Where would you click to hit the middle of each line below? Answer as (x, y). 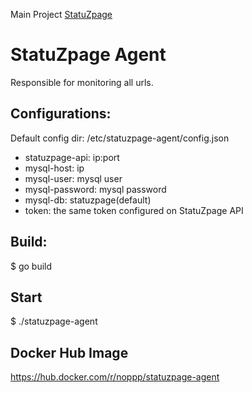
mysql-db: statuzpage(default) (88, 200)
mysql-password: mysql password (95, 189)
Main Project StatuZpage (61, 14)
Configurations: (61, 114)
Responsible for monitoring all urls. (82, 82)
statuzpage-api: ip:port (72, 157)
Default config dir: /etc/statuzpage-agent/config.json (120, 138)
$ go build (31, 266)
